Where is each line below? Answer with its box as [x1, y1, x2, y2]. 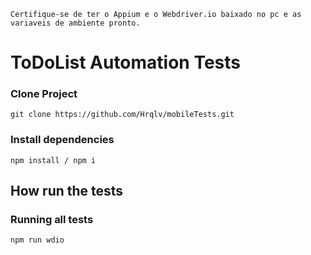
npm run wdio [10, 235, 65, 245]
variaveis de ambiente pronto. [10, 18, 141, 28]
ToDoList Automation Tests [10, 51, 242, 74]
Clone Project [10, 87, 78, 101]
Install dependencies [10, 133, 115, 147]
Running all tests [10, 213, 94, 227]
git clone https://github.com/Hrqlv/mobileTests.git [10, 110, 235, 120]
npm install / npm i [10, 155, 97, 165]
